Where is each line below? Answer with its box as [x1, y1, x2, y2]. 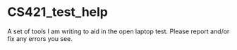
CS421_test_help [7, 4, 108, 20]
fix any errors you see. [7, 34, 73, 42]
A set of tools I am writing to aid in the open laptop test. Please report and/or [7, 27, 230, 35]
